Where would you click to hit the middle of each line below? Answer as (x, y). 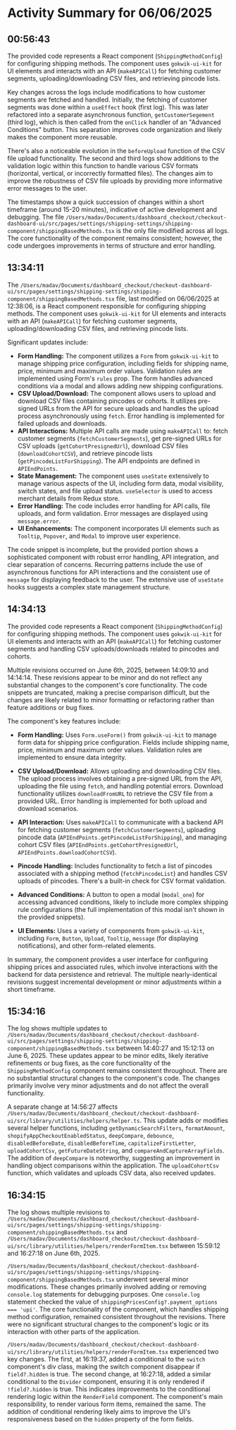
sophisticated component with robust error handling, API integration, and (113, 557)
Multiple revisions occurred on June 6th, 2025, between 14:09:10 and (108, 670)
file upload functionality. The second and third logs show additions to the (113, 158)
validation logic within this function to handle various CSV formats (103, 166)
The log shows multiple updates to (57, 1028)
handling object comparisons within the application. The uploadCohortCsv (113, 1165)
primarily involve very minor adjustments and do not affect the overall (108, 1086)
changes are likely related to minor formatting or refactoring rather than (111, 699)
